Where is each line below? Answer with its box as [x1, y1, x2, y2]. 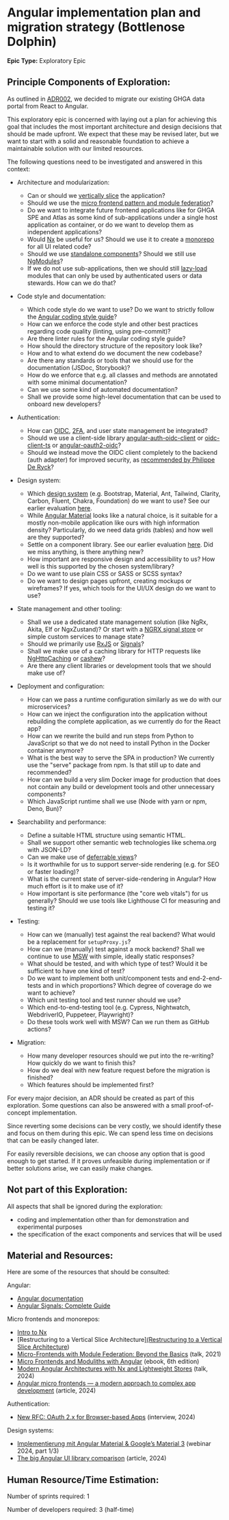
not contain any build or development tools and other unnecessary [27, 782, 215, 790]
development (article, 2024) [16, 1386, 96, 1395]
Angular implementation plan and [7, 5, 201, 21]
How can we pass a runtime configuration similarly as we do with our [27, 695, 222, 703]
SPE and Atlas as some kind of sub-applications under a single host [27, 213, 218, 221]
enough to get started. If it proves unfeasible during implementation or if [7, 1156, 211, 1165]
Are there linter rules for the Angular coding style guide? [27, 334, 186, 342]
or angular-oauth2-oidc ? [52, 440, 122, 449]
